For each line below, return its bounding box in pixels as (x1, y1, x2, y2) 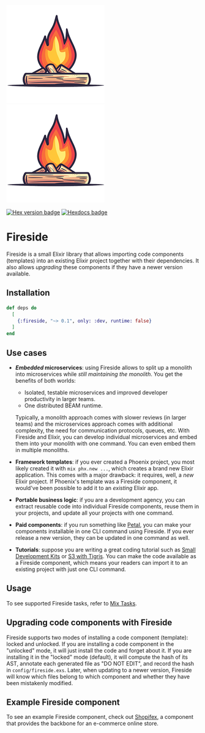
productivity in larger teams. (24, 395, 96, 402)
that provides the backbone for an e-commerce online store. (6, 720, 159, 727)
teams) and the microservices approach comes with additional (15, 420, 173, 428)
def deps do (6, 305, 37, 311)
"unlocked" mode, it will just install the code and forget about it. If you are (6, 647, 192, 654)
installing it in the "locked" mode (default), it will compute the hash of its (6, 653, 188, 661)
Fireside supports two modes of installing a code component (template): (6, 634, 188, 641)
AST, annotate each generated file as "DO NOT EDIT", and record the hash (6, 659, 195, 667)
